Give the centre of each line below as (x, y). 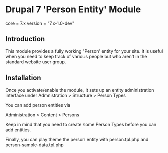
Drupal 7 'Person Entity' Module (73, 9)
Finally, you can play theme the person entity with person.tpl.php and (77, 139)
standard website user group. (36, 62)
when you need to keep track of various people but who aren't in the (76, 56)
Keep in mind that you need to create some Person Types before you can (81, 124)
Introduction (25, 39)
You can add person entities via (38, 105)
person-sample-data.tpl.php (34, 145)
